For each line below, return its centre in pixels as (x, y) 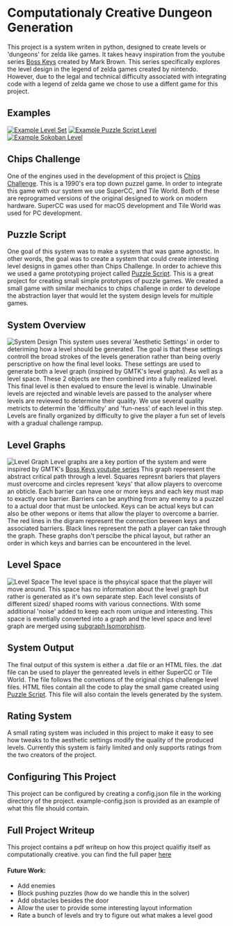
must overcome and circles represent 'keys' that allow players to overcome (115, 484)
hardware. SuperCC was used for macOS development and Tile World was (114, 205)
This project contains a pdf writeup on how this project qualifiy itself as (109, 847)
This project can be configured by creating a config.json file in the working (114, 794)
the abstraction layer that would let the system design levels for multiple (110, 296)
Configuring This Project (62, 777)
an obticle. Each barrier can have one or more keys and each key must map (115, 491)
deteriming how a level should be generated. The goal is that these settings (115, 349)
